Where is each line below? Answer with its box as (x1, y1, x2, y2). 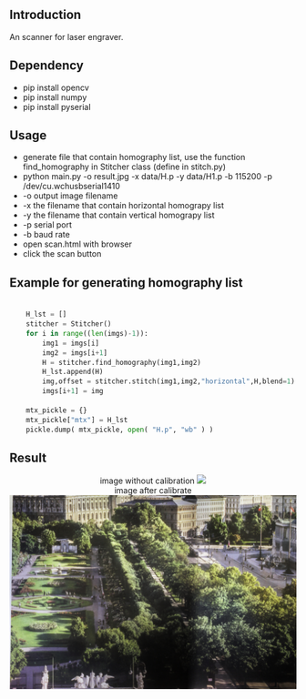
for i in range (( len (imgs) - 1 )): (25, 329, 148, 338)
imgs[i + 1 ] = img (42, 387, 104, 396)
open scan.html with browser (22, 238, 132, 249)
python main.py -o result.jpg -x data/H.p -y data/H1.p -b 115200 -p (22, 171, 273, 182)
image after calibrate (114, 485, 192, 496)
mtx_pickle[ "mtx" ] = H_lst (25, 415, 128, 424)
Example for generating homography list (9, 275, 243, 290)
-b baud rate (22, 229, 70, 240)
